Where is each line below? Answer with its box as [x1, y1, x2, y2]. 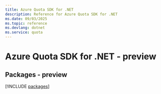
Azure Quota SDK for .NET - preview [5, 51, 157, 62]
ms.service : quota [5, 30, 43, 35]
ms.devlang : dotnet [5, 25, 45, 30]
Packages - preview [5, 70, 67, 79]
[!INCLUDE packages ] [5, 84, 50, 89]
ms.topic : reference [5, 21, 48, 26]
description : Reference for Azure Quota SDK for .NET [5, 12, 118, 17]
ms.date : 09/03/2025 [5, 16, 48, 21]
